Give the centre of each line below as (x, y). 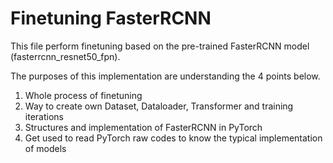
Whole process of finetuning (83, 95)
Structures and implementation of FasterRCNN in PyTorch (143, 127)
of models (45, 148)
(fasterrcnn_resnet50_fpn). (65, 56)
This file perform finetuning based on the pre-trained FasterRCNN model (160, 46)
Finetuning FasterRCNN (111, 18)
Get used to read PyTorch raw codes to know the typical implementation (173, 138)
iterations (44, 116)
